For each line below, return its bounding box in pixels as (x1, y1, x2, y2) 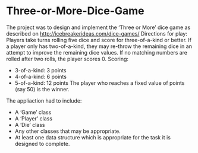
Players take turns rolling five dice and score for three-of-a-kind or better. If (6, 36, 192, 43)
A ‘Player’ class (14, 114, 52, 122)
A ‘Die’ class (14, 121, 45, 128)
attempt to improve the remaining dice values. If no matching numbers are (6, 49, 188, 56)
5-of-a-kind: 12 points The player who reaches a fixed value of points (14, 79, 185, 87)
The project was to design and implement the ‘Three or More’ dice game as (6, 24, 191, 31)
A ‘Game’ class (14, 109, 52, 116)
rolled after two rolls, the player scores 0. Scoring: (6, 55, 129, 62)
